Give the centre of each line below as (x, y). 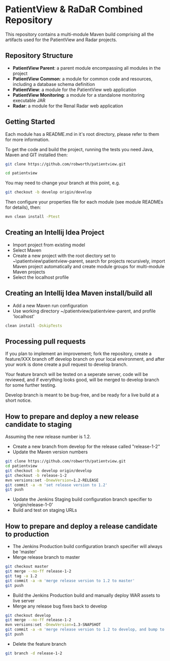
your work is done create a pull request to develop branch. (66, 364)
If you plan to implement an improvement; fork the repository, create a (78, 354)
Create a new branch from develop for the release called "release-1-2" (86, 447)
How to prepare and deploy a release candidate (81, 526)
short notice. (19, 400)
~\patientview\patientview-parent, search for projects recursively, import (89, 261)
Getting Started (30, 122)
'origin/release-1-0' (33, 505)
